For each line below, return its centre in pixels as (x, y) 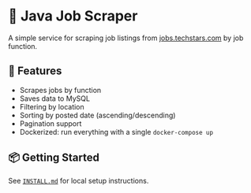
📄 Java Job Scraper (73, 16)
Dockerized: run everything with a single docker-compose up (116, 132)
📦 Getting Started (54, 158)
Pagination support (51, 123)
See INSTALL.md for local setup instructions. (79, 180)
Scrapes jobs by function (60, 90)
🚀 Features (35, 71)
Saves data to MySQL (55, 98)
